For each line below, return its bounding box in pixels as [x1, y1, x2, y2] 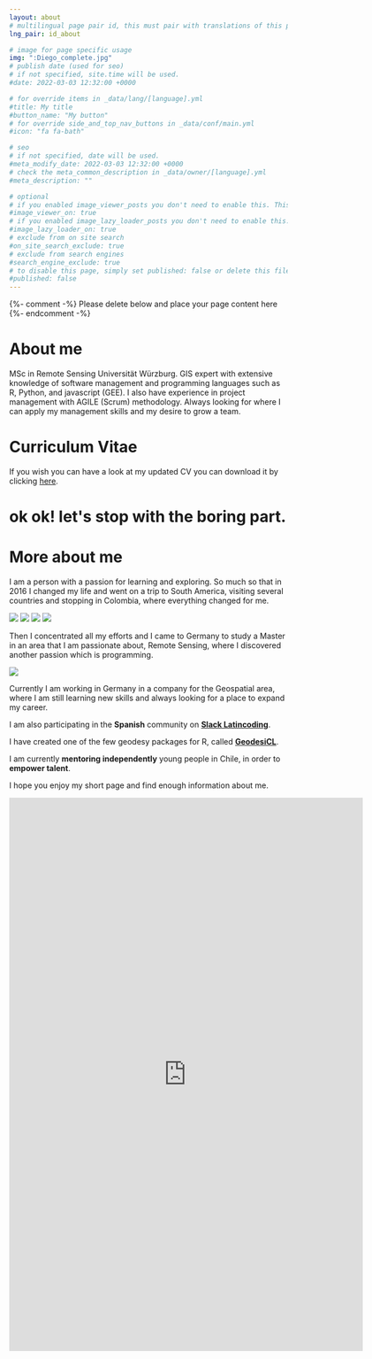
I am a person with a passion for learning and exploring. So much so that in [9, 576, 283, 587]
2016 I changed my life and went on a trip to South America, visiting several [9, 586, 285, 597]
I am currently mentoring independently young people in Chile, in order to [9, 753, 281, 764]
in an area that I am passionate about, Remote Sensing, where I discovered [9, 640, 282, 651]
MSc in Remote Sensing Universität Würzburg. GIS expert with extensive [9, 368, 273, 379]
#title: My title [9, 103, 73, 112]
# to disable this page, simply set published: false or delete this [9, 266, 271, 275]
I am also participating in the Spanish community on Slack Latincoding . [9, 719, 271, 730]
